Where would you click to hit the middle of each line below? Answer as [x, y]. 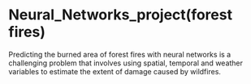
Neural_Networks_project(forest [121, 15]
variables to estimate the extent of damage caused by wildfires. [115, 71]
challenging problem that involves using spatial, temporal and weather [126, 63]
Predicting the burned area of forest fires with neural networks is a [120, 54]
